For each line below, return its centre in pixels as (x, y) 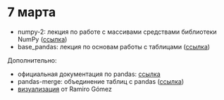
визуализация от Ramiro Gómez (65, 89)
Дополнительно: (32, 60)
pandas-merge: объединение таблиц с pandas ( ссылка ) (101, 81)
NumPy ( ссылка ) (42, 39)
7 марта (32, 12)
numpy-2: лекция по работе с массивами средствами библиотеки (117, 32)
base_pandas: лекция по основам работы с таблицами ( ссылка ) (113, 46)
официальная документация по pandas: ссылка (89, 74)
